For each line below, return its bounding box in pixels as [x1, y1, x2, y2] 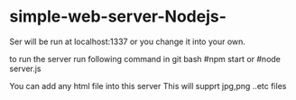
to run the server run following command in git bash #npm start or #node [9, 53, 282, 64]
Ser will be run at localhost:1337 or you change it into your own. [9, 36, 246, 47]
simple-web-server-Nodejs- [9, 6, 227, 27]
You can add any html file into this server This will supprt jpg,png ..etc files [9, 80, 287, 91]
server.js [9, 63, 42, 74]
